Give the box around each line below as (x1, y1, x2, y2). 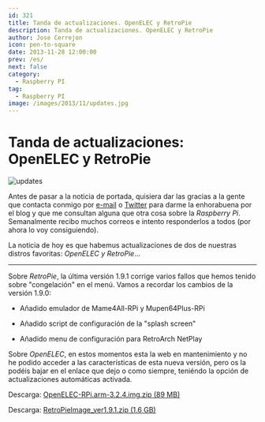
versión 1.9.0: (8, 289, 51, 298)
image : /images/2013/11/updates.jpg (8, 99, 129, 107)
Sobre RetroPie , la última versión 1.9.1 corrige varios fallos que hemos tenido (8, 271, 256, 281)
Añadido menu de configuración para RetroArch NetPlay (19, 334, 203, 344)
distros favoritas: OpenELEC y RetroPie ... (8, 249, 140, 259)
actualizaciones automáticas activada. (8, 375, 132, 384)
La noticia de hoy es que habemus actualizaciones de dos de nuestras (8, 241, 237, 250)
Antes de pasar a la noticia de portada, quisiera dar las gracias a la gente (8, 192, 245, 201)
